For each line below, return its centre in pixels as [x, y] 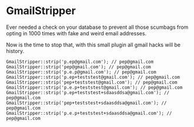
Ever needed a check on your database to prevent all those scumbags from [97, 27]
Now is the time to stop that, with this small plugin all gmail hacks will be [93, 45]
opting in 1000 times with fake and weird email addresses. [76, 33]
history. [15, 51]
